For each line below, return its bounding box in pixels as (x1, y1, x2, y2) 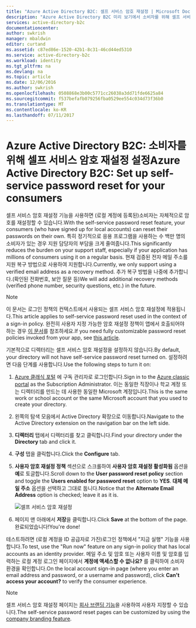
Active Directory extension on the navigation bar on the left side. (14, 420, 170, 427)
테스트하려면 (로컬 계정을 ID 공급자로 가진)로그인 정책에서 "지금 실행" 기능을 (6, 536, 179, 543)
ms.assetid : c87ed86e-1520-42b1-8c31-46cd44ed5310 (6, 47, 132, 53)
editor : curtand (6, 42, 46, 47)
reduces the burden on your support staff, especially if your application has (6, 247, 188, 254)
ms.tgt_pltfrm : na (6, 63, 51, 69)
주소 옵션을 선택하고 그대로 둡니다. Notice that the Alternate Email (20, 485, 174, 492)
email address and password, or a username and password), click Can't (6, 572, 180, 579)
